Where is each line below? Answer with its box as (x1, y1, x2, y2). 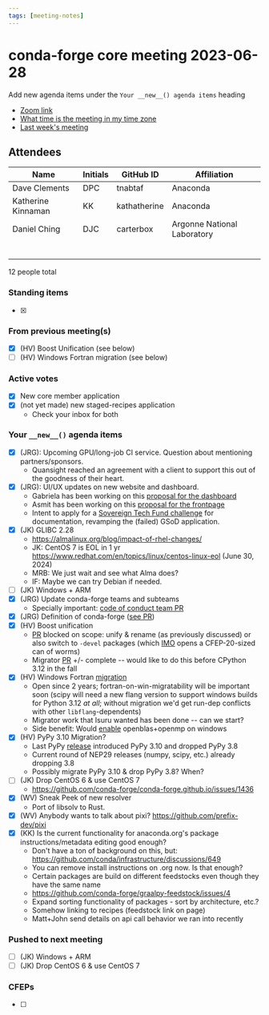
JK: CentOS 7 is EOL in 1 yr (31, 543, 121, 552)
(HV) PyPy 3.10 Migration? (19, 732, 106, 742)
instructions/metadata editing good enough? (19, 837, 167, 847)
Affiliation (195, 169, 234, 180)
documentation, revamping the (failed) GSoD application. (31, 516, 220, 526)
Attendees (8, 145, 62, 158)
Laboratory (171, 229, 214, 240)
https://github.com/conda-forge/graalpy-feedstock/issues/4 (31, 888, 231, 897)
